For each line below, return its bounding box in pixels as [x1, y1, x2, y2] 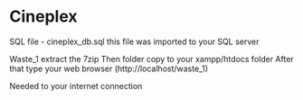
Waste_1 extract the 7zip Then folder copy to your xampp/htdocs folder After [9, 53, 294, 64]
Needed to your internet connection [9, 80, 143, 91]
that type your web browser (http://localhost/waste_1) [9, 63, 209, 74]
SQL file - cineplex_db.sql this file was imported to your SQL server [9, 36, 260, 47]
